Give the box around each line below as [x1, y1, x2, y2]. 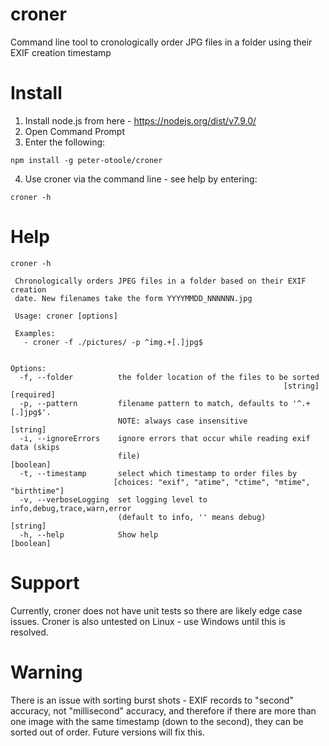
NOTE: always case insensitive [117, 416, 248, 426]
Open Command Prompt [24, 125, 126, 137]
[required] [10, 389, 56, 400]
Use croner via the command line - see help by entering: [24, 173, 258, 185]
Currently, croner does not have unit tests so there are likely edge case [10, 604, 303, 617]
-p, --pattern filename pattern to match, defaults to [19, 398, 288, 408]
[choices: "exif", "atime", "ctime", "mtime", [113, 477, 311, 487]
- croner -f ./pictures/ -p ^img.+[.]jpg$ [23, 337, 203, 347]
